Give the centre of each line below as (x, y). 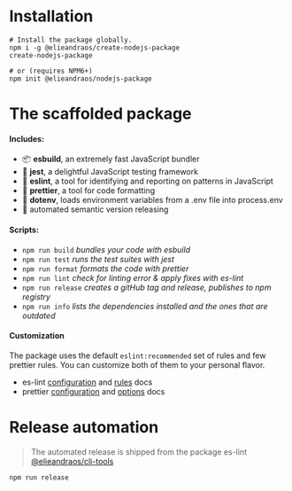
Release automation (84, 427)
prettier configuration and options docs (93, 391)
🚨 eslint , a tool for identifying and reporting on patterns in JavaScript (148, 181)
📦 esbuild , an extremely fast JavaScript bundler (111, 159)
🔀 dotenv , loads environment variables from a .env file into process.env (152, 200)
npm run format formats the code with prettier (105, 269)
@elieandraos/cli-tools (72, 461)
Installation (51, 16)
